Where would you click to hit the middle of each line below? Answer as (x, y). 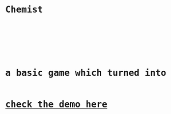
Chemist (24, 10)
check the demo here (56, 104)
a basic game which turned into (86, 73)
